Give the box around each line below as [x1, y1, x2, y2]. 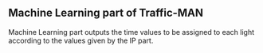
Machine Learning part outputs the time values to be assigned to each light [8, 27, 255, 36]
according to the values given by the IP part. [8, 36, 154, 45]
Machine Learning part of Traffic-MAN [8, 6, 203, 20]
